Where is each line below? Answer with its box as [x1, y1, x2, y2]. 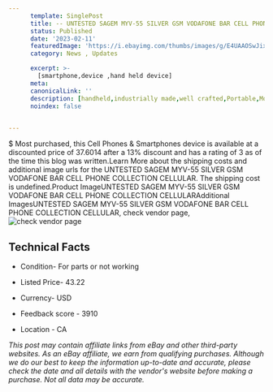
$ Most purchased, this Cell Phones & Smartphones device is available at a [8, 139, 258, 149]
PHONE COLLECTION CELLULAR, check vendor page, [8, 208, 191, 218]
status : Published [29, 27, 93, 35]
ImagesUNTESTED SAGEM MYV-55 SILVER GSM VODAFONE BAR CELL [8, 200, 249, 209]
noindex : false [29, 102, 82, 110]
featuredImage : [29, 42, 82, 50]
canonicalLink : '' [29, 87, 93, 95]
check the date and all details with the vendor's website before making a [8, 366, 253, 376]
